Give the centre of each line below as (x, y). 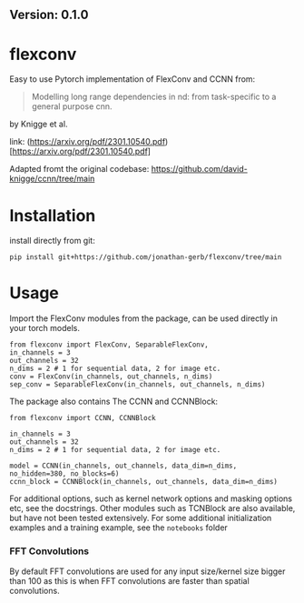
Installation (53, 215)
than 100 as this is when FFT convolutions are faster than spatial (129, 580)
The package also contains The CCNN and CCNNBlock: (114, 402)
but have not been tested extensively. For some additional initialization (141, 518)
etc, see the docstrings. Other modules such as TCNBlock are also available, (152, 508)
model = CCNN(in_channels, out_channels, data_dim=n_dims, (123, 466)
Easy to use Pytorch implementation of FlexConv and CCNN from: (132, 79)
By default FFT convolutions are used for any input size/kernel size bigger (147, 571)
